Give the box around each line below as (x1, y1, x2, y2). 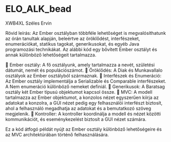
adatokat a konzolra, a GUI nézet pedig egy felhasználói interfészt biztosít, (5, 99, 163, 106)
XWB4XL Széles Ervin (5, 20, 52, 26)
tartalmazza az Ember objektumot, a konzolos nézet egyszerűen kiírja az (5, 94, 159, 100)
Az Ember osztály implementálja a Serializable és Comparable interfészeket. (5, 78, 166, 84)
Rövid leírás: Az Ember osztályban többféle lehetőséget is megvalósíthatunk (5, 30, 166, 36)
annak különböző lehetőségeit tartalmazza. (5, 52, 97, 58)
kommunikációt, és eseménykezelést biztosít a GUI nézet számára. (5, 116, 147, 122)
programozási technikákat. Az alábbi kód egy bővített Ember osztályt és (5, 46, 158, 52)
